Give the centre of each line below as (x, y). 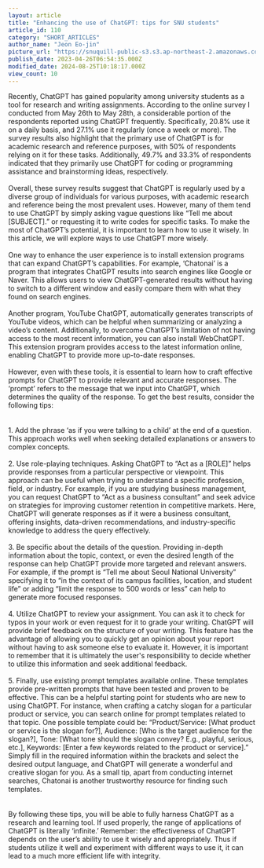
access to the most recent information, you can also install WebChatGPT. (126, 338)
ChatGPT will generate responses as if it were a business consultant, (119, 513)
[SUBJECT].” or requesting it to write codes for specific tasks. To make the (129, 222)
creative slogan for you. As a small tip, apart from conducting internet (121, 772)
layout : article (35, 15)
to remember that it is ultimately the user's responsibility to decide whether (130, 655)
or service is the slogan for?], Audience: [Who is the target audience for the (130, 731)
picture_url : (29, 52)
